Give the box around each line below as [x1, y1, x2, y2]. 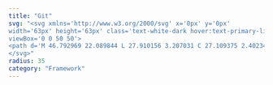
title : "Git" [8, 11, 53, 20]
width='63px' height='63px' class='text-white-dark [8, 27, 187, 35]
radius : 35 [8, 57, 45, 66]
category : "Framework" [8, 65, 85, 73]
